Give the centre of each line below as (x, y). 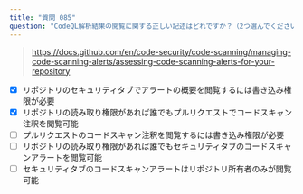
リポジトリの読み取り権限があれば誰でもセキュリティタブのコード (145, 146)
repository (51, 71)
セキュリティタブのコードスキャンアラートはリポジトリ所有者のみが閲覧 (157, 169)
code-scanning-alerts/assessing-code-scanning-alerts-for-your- (153, 61)
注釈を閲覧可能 (50, 124)
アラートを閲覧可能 (66, 157)
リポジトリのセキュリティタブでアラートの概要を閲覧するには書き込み (153, 89)
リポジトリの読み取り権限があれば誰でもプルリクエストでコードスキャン (157, 112)
